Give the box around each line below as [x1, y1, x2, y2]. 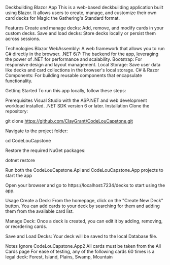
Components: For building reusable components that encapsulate [5, 72, 142, 78]
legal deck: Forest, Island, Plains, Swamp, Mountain [5, 254, 113, 260]
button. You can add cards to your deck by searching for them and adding [5, 203, 160, 209]
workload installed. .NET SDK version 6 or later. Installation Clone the [5, 103, 150, 108]
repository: [5, 108, 28, 114]
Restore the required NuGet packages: [5, 147, 86, 154]
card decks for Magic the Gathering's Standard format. [5, 15, 120, 21]
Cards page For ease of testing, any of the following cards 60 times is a [5, 248, 155, 254]
